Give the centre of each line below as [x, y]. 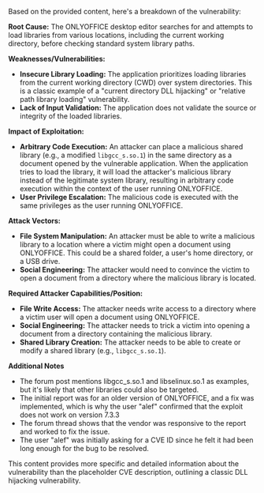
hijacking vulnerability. [45, 480]
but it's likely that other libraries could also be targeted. [109, 390]
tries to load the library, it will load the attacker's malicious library [125, 172]
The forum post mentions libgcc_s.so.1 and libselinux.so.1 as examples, [134, 381]
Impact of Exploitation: [46, 131]
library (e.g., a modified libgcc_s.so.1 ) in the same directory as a [126, 155]
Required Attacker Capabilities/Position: [76, 293]
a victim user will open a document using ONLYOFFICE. [110, 317]
